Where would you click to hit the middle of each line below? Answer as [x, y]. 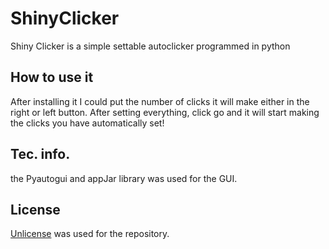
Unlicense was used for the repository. [90, 234]
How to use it [52, 77]
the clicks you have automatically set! [87, 123]
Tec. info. [40, 154]
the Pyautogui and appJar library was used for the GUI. [124, 178]
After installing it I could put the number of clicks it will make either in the [160, 101]
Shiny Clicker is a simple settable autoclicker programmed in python [150, 46]
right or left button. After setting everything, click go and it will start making [165, 112]
